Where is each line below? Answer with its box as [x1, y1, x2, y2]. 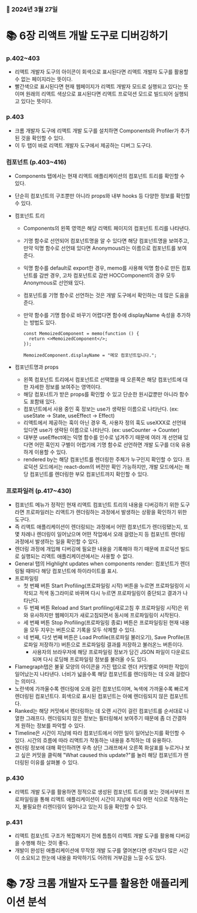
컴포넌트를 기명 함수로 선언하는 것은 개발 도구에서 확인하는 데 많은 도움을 [23, 292, 189, 299]
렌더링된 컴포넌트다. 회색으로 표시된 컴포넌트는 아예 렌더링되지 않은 [14, 693, 168, 700]
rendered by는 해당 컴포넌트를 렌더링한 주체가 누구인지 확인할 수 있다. [23, 456, 185, 463]
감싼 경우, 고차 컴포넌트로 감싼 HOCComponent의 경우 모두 [39, 272, 176, 279]
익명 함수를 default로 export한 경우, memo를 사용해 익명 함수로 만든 [23, 264, 181, 272]
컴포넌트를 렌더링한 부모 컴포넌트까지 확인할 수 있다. [29, 471, 149, 478]
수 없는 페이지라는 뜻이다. [14, 75, 73, 83]
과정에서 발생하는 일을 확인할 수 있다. [14, 538, 100, 545]
